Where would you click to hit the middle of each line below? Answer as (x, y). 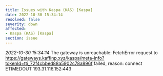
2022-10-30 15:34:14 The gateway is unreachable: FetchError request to (81, 52)
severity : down (22, 24)
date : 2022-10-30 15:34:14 (34, 15)
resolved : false (23, 19)
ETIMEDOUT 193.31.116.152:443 (38, 68)
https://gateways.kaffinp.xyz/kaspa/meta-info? (55, 58)
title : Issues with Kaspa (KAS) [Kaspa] (49, 10)
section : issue (22, 39)
